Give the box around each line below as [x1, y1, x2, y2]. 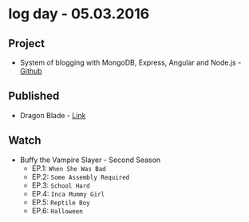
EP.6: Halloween [31, 205, 84, 216]
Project [8, 37, 45, 50]
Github [19, 66, 42, 76]
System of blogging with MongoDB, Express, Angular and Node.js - [19, 57, 242, 67]
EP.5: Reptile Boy [31, 197, 90, 207]
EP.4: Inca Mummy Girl [31, 188, 105, 198]
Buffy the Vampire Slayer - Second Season [19, 155, 161, 165]
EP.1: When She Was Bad [31, 163, 106, 172]
